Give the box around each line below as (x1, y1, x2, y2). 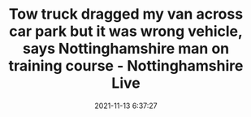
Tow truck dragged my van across (8, 5, 244, 24)
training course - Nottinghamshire (8, 57, 244, 76)
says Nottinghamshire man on (22, 40, 230, 58)
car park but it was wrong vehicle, (8, 22, 244, 41)
